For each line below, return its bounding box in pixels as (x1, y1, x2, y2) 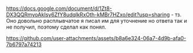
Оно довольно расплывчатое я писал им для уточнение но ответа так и (6, 17, 188, 24)
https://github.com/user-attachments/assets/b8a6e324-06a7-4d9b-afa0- (6, 35, 187, 41)
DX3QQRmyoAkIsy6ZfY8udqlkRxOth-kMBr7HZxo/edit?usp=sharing (6, 11, 170, 18)
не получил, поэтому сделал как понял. (6, 23, 106, 30)
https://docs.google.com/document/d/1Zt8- (6, 5, 112, 12)
